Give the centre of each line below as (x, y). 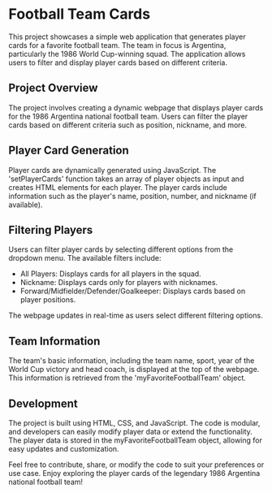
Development (43, 403)
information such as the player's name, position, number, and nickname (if (133, 196)
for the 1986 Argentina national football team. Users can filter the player (128, 116)
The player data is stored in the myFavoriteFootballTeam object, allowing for (135, 440)
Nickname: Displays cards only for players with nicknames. (119, 283)
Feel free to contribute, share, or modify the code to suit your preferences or (136, 465)
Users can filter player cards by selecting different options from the (121, 249)
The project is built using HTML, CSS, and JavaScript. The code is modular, (134, 423)
